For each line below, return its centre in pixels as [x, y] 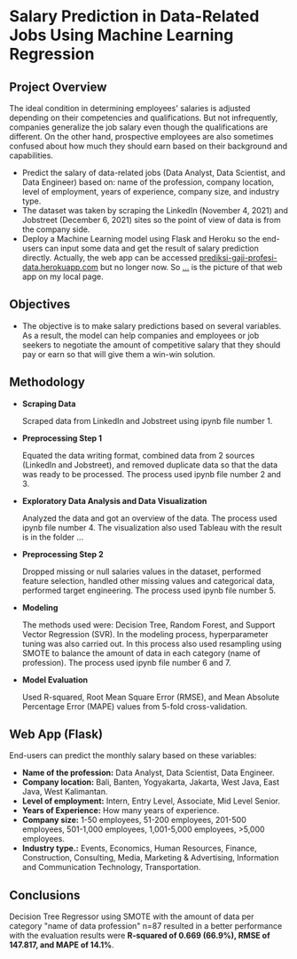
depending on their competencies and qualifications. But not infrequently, [144, 118]
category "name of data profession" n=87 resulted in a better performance [146, 926]
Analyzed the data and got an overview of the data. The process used [149, 518]
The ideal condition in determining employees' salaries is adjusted [130, 108]
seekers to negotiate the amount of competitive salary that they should [151, 345]
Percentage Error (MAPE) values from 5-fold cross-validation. [135, 706]
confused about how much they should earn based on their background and [148, 146]
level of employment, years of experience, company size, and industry [150, 192]
